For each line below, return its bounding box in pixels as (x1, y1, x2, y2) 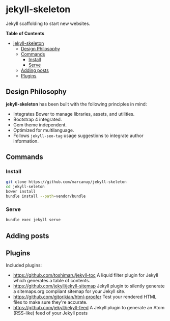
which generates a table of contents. (13, 278, 91, 284)
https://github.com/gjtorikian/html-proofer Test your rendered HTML (13, 294, 157, 300)
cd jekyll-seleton (6, 184, 45, 190)
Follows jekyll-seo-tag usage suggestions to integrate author (13, 132, 144, 139)
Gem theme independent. (13, 121, 67, 128)
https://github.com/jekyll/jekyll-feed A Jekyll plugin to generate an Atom (13, 305, 165, 311)
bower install (6, 189, 36, 194)
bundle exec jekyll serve (6, 218, 61, 223)
